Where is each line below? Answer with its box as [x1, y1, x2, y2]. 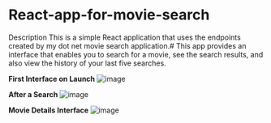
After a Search [8, 89, 58, 99]
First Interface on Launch [8, 74, 96, 83]
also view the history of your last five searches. [8, 58, 166, 68]
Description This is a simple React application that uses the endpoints [8, 32, 241, 42]
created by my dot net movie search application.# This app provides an [8, 40, 247, 50]
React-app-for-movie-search [8, 6, 210, 24]
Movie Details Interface [8, 105, 89, 115]
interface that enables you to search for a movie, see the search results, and [8, 49, 264, 59]
